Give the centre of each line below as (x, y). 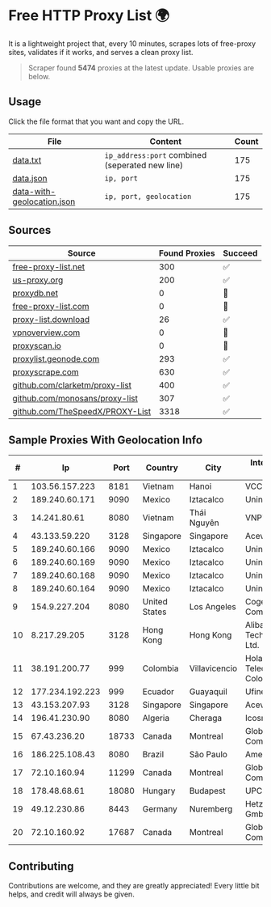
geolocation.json (44, 201)
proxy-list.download (51, 319)
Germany (160, 809)
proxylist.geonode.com (56, 358)
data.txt (27, 160)
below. (39, 76)
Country (162, 468)
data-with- (34, 191)
